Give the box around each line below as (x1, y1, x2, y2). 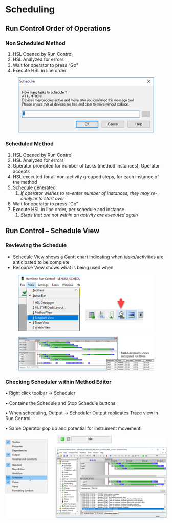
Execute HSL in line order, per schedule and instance (12, 206, 124, 213)
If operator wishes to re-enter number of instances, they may (20, 190, 150, 196)
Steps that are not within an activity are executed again (20, 212, 138, 218)
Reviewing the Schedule (5, 242, 67, 249)
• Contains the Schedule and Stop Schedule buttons (5, 400, 116, 406)
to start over (38, 196, 65, 202)
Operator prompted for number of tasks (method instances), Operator (12, 163, 160, 169)
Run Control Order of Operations (5, 24, 111, 33)
